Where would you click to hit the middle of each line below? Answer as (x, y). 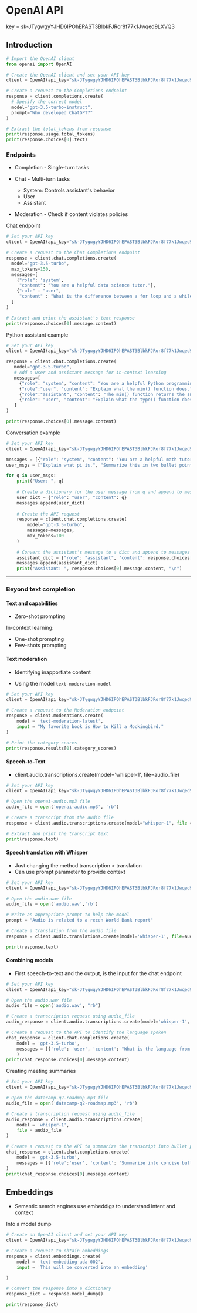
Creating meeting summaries (41, 1071)
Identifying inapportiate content (52, 672)
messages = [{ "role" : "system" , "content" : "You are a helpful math (91, 460)
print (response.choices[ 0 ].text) (47, 140)
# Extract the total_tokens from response (59, 129)
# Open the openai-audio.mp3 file (48, 802)
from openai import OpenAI (39, 64)
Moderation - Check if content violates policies (71, 214)
